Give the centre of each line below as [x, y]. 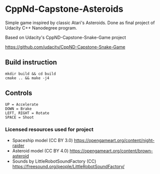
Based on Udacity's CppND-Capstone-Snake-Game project [66, 37]
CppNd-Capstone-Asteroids [64, 9]
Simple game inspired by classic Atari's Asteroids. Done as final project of [80, 23]
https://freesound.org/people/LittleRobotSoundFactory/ [68, 166]
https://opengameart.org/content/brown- [111, 150]
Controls [19, 93]
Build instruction [31, 62]
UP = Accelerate [22, 104]
